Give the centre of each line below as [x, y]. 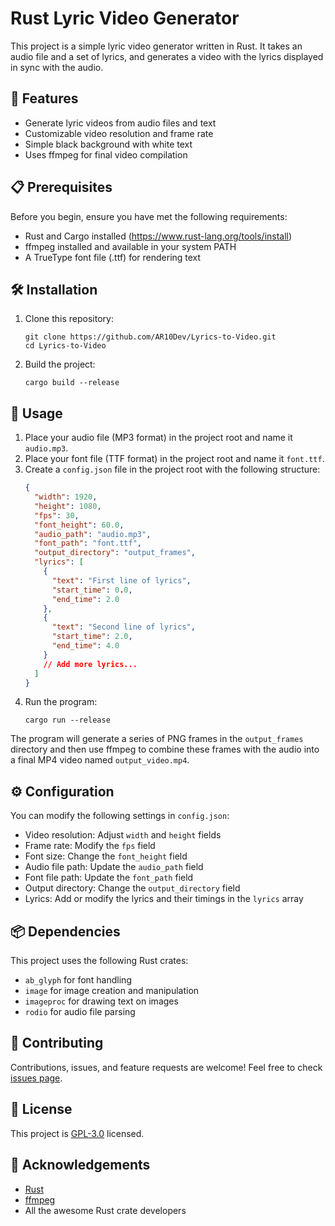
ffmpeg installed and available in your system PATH [130, 246]
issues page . [36, 1078]
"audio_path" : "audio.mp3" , [93, 534]
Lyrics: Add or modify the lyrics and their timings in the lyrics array [164, 899]
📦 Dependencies [65, 931]
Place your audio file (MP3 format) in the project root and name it [158, 438]
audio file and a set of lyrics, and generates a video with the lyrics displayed [167, 56]
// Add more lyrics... [90, 664]
